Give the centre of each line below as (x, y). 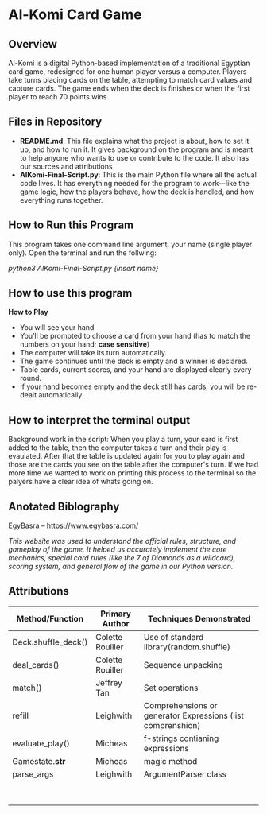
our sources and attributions (66, 166)
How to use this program (70, 293)
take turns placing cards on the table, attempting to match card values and (130, 80)
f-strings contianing (181, 738)
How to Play (29, 312)
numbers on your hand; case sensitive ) (85, 344)
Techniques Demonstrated (199, 618)
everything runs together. (61, 200)
